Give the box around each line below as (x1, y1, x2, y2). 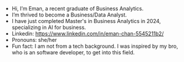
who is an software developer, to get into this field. (11, 49, 135, 56)
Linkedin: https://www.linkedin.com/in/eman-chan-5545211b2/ (11, 30, 164, 37)
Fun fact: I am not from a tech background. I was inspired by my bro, (11, 43, 178, 50)
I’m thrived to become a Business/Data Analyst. (11, 11, 127, 18)
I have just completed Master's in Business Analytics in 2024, (11, 18, 161, 24)
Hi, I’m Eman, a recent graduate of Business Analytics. (11, 5, 144, 12)
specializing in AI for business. (11, 24, 87, 31)
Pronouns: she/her (11, 37, 57, 43)
